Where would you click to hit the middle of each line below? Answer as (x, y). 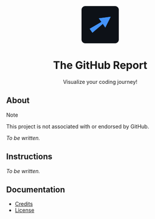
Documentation (36, 190)
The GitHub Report (100, 65)
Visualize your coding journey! (100, 82)
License (24, 210)
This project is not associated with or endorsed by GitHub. (78, 126)
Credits (24, 204)
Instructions (29, 157)
